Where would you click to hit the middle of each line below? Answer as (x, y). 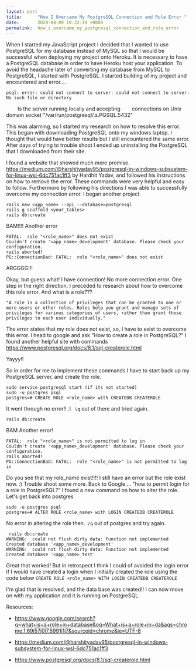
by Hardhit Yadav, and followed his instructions (129, 175)
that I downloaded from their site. (46, 152)
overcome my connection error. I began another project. (74, 194)
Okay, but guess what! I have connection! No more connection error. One (94, 280)
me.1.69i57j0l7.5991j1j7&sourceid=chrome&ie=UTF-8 (78, 631)
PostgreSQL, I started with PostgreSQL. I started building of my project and (97, 76)
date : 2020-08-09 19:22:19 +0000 (55, 22)
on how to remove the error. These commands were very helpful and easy (95, 181)
